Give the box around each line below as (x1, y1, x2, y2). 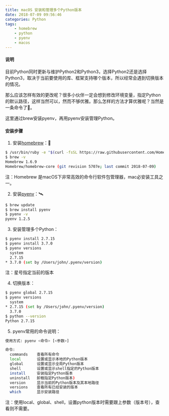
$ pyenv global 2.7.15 (5, 290, 53, 295)
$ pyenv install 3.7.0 (5, 241, 53, 246)
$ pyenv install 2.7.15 (5, 236, 55, 242)
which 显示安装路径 (10, 389, 59, 395)
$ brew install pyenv (5, 207, 51, 212)
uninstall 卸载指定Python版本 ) (10, 375, 75, 381)
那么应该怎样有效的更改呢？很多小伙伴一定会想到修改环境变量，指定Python (5, 92, 161, 98)
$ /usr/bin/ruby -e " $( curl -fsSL (5, 150, 78, 155)
